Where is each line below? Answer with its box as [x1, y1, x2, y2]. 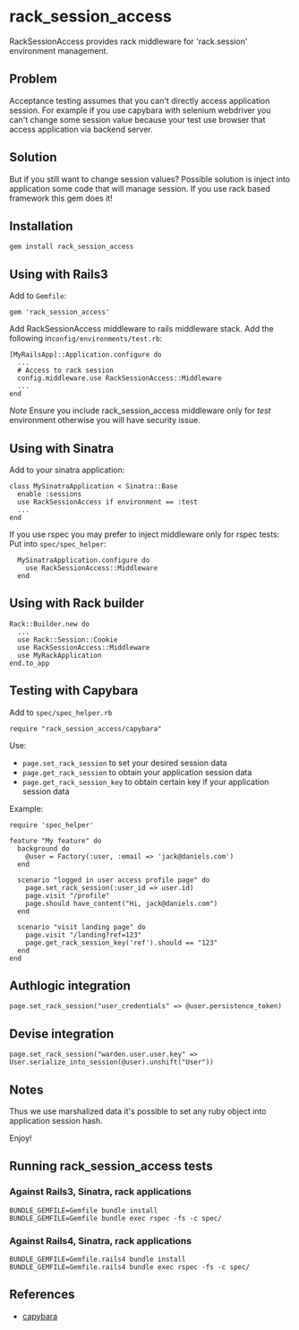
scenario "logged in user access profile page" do [17, 876, 210, 885]
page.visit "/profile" [25, 891, 110, 900]
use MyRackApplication [17, 651, 102, 660]
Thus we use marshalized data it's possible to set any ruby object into [9, 1106, 267, 1117]
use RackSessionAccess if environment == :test [17, 497, 199, 506]
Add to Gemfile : [9, 290, 67, 301]
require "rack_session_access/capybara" [9, 724, 163, 733]
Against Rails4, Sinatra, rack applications [9, 1234, 192, 1247]
